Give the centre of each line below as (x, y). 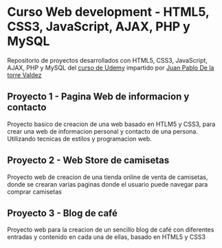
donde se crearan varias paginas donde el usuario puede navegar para (108, 184)
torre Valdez (24, 75)
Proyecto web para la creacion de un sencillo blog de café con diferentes (111, 230)
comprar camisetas (34, 192)
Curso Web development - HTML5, (108, 12)
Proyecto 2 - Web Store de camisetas (88, 160)
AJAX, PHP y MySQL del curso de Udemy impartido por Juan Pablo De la (111, 68)
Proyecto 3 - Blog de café (63, 213)
